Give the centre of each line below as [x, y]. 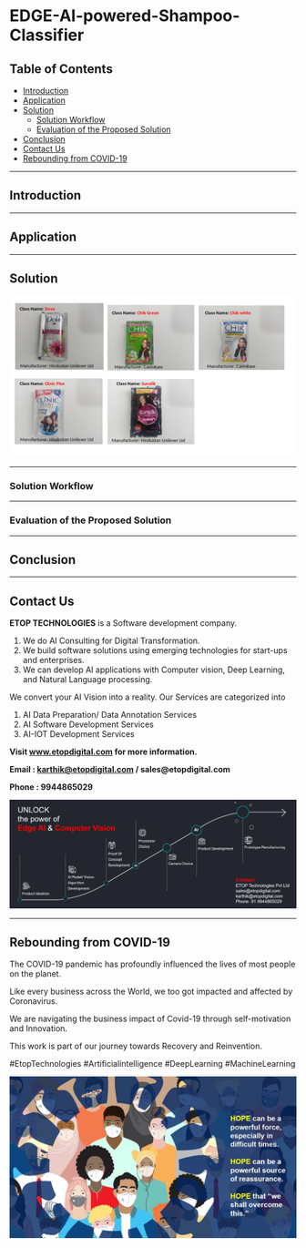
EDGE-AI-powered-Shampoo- [125, 16]
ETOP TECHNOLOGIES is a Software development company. [123, 623]
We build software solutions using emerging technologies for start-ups [155, 650]
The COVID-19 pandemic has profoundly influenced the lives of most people [153, 964]
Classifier [47, 35]
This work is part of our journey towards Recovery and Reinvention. [136, 1046]
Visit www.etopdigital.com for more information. [103, 752]
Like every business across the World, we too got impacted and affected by [151, 992]
